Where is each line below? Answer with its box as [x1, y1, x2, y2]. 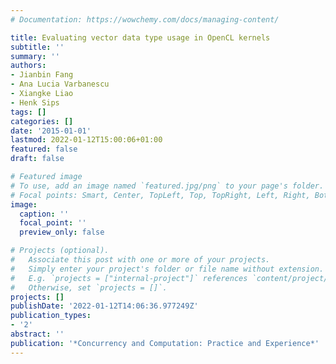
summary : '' [10, 51, 60, 61]
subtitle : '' [10, 42, 65, 52]
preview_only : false [19, 227, 105, 238]
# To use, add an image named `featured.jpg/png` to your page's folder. [10, 181, 325, 191]
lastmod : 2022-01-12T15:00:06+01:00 [10, 135, 163, 145]
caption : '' [19, 209, 70, 219]
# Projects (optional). [10, 246, 110, 256]
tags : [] [10, 107, 47, 117]
